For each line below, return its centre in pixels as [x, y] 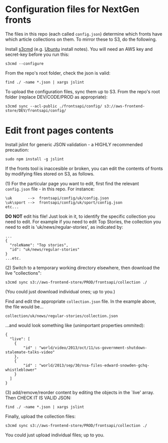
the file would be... [24, 306]
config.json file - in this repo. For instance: [50, 189]
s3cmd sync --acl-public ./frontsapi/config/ [54, 106]
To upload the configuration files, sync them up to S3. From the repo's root [82, 91]
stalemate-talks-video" [30, 352]
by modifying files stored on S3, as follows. [50, 174]
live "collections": [23, 273]
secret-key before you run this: [37, 54]
